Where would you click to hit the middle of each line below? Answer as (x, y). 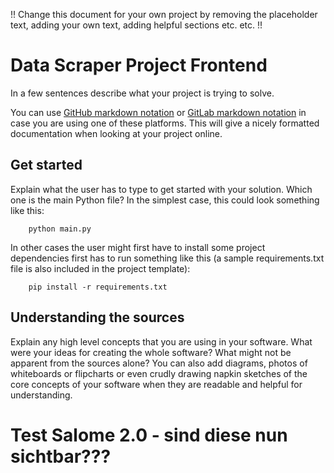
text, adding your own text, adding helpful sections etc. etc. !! (136, 25)
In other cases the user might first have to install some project (138, 247)
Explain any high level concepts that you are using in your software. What (161, 341)
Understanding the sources (97, 317)
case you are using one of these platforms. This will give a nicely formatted (165, 123)
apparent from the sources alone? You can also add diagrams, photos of (159, 363)
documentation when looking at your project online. (116, 133)
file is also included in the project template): (100, 268)
